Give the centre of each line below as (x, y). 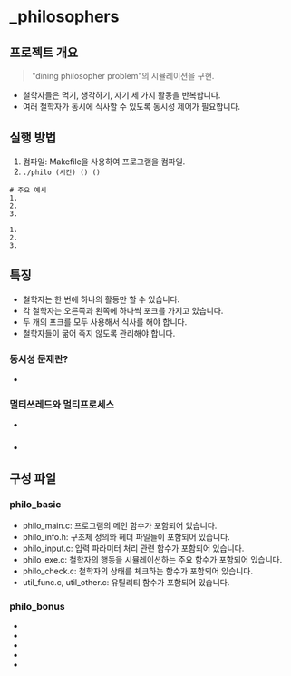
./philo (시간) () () (62, 172)
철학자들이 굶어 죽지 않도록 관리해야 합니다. (99, 333)
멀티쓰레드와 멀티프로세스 (62, 404)
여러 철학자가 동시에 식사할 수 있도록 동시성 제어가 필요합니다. (131, 107)
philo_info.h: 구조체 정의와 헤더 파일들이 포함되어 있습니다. (126, 536)
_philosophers (64, 17)
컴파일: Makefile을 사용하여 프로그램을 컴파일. (104, 162)
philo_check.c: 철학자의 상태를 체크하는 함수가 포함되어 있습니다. (138, 571)
